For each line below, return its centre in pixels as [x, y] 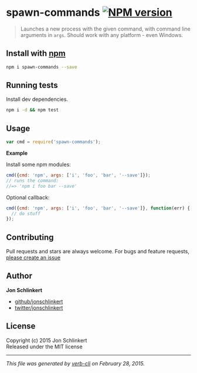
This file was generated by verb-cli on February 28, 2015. [76, 363]
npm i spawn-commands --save [42, 67]
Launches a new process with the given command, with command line [105, 29]
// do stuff [26, 213]
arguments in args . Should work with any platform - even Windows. [102, 35]
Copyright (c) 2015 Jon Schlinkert [47, 340]
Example [17, 153]
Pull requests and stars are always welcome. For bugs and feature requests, [98, 252]
